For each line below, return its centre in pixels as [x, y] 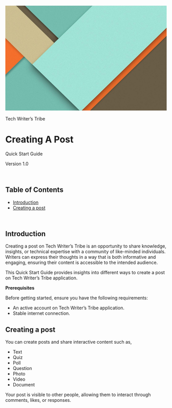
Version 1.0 [17, 164]
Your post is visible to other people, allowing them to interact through [78, 395]
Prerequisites [20, 288]
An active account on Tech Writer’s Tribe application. [68, 308]
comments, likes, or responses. [38, 400]
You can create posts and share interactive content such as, [69, 342]
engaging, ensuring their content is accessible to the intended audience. [82, 262]
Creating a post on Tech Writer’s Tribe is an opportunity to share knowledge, [86, 246]
